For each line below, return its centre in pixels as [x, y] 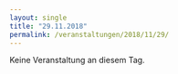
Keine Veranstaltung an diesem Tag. [77, 60]
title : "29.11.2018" [49, 26]
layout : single [38, 18]
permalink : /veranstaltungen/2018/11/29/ [89, 34]
